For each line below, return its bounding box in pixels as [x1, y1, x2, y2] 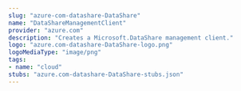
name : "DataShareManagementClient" [8, 19, 127, 27]
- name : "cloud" [8, 63, 62, 71]
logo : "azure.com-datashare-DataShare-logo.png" [8, 41, 173, 49]
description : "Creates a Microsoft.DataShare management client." [8, 33, 234, 42]
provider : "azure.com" [8, 26, 84, 34]
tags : [8, 56, 26, 64]
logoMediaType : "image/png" [8, 48, 102, 56]
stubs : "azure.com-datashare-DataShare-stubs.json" [8, 70, 184, 78]
